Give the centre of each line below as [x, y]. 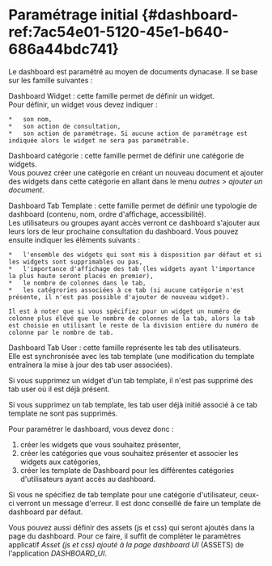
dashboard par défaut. [46, 512]
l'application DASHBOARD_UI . [58, 553]
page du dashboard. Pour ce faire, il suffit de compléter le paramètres [125, 536]
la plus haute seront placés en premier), [81, 276]
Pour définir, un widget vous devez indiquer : [83, 104]
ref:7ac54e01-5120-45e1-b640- [119, 32]
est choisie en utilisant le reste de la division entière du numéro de [134, 325]
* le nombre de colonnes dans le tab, [78, 283]
